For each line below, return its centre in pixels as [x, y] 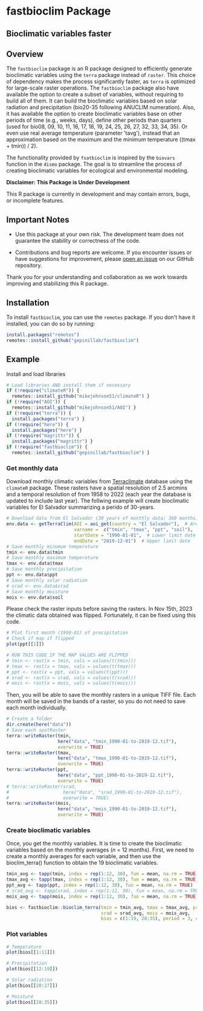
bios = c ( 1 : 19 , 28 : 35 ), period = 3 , [147, 919]
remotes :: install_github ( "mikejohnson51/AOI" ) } [74, 408]
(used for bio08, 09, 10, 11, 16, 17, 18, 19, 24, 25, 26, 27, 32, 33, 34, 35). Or [97, 127]
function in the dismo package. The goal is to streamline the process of [94, 164]
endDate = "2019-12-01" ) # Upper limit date [132, 541]
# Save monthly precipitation [44, 569]
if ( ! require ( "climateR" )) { [43, 391]
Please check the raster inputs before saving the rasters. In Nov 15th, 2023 [99, 609]
